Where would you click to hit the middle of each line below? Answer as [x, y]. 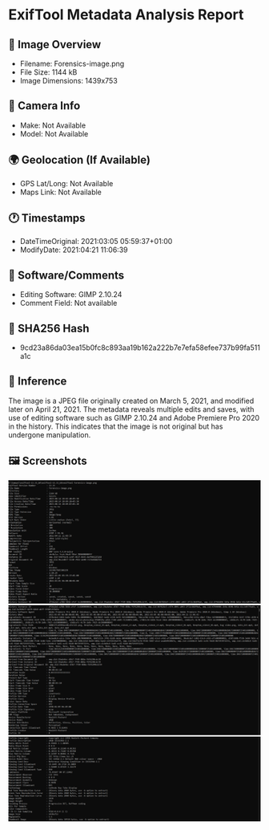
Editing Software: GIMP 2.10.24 [71, 295]
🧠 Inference [38, 382]
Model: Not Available [54, 133]
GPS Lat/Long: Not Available [66, 183]
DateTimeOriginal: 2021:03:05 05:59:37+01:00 [96, 242]
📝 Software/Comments [66, 275]
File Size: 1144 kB [48, 72]
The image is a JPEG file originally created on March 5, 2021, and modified [131, 401]
